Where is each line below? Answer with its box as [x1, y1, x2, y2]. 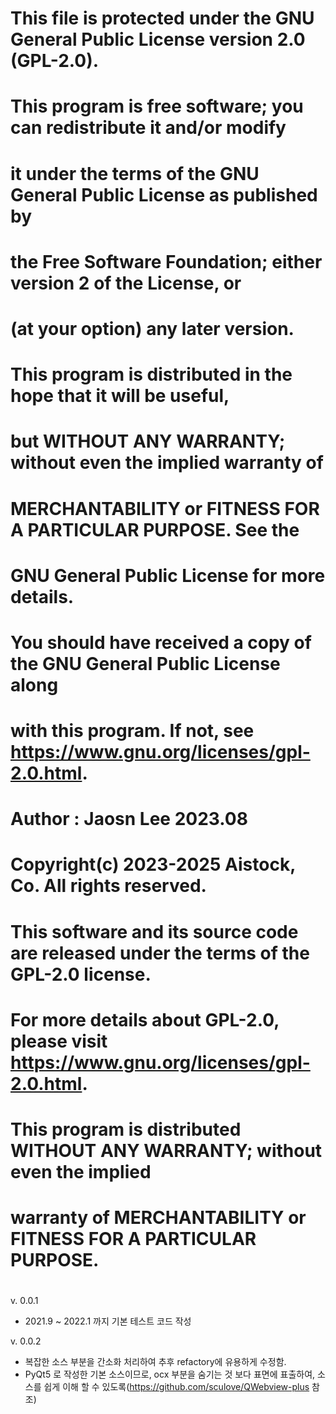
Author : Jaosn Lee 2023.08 [10, 808, 248, 831]
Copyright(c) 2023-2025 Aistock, [10, 853, 296, 876]
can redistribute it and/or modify [10, 117, 287, 139]
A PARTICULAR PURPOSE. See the [10, 518, 300, 541]
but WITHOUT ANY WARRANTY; [10, 430, 286, 453]
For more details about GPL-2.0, [10, 1008, 280, 1031]
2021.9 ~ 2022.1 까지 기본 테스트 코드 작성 [24, 1315, 192, 1327]
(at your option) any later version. [10, 317, 295, 340]
